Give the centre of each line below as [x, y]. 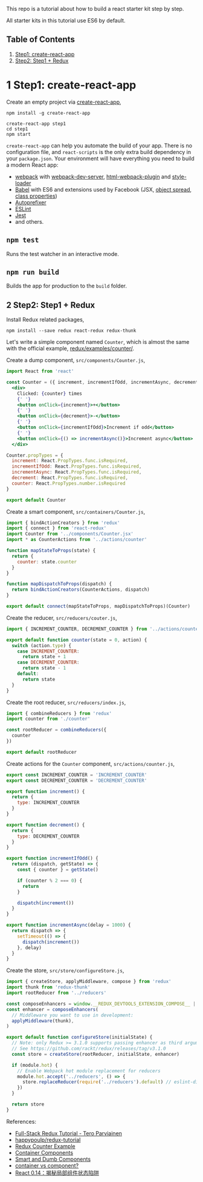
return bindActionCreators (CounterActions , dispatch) [81, 590]
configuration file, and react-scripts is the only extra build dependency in [99, 152]
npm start [19, 134]
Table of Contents [41, 40]
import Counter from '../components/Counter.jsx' [70, 534]
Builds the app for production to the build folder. [67, 286]
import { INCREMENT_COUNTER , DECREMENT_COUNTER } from [77, 629]
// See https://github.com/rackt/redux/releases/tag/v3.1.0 [89, 1049]
